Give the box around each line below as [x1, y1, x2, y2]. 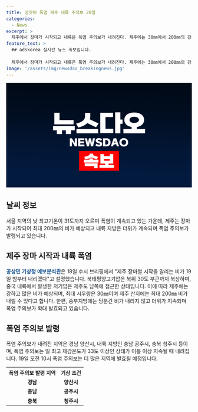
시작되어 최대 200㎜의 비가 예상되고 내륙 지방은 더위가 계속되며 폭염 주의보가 [12, 224, 189, 231]
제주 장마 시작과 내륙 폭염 [6, 251, 93, 261]
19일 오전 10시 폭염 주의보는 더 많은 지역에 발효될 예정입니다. [18, 355, 158, 362]
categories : [6, 15, 35, 22]
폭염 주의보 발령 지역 [8, 369, 56, 376]
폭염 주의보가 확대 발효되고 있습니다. [6, 305, 90, 312]
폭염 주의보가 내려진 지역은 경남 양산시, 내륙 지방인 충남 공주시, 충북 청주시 [6, 340, 177, 348]
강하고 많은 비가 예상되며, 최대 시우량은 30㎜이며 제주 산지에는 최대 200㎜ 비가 [6, 290, 188, 297]
